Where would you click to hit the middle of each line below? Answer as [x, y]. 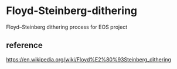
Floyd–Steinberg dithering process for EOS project [67, 27]
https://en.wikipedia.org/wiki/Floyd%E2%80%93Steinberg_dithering [89, 59]
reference [24, 45]
